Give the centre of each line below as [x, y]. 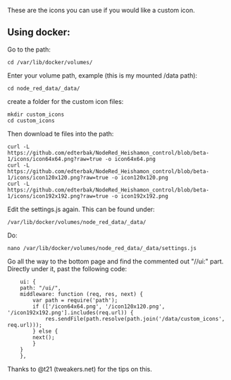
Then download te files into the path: [61, 133]
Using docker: [39, 32]
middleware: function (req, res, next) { [81, 294]
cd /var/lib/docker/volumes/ [50, 62]
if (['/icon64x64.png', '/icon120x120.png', [99, 307]
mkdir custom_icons [36, 114]
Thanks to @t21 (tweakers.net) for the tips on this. [80, 369]
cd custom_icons [31, 120]
